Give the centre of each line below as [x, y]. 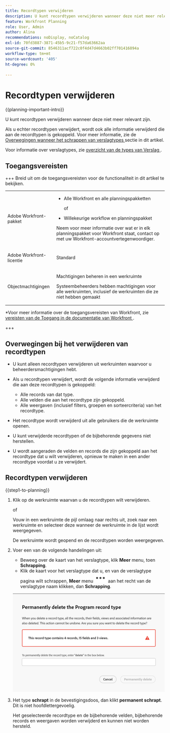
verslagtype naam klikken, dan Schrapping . [66, 586]
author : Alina [20, 32]
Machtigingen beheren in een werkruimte [99, 276]
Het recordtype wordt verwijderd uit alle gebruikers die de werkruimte [85, 421]
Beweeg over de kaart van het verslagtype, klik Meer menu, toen [88, 560]
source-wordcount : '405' [31, 59]
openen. [21, 426]
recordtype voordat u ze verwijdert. [50, 462]
